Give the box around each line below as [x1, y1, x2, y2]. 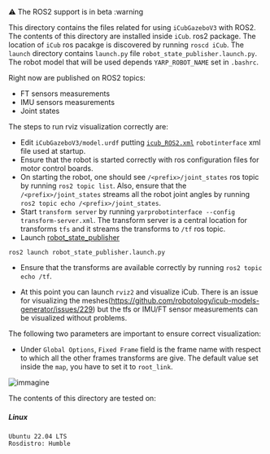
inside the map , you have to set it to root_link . [20, 362, 173, 371]
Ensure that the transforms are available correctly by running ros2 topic [20, 263, 263, 272]
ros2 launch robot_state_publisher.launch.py [8, 248, 165, 256]
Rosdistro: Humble [8, 439, 71, 447]
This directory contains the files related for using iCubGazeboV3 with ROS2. [8, 23, 256, 32]
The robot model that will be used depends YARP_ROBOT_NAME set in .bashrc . [8, 57, 259, 67]
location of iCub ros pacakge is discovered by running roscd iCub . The [8, 40, 244, 50]
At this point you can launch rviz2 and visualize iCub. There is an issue [20, 287, 259, 296]
